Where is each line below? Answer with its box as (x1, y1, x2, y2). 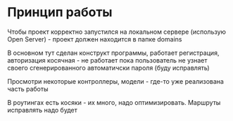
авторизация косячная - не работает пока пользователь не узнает (7, 56, 208, 64)
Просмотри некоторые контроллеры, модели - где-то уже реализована (7, 77, 224, 85)
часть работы (7, 84, 49, 93)
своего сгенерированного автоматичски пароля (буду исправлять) (7, 63, 210, 72)
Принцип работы (7, 4, 113, 20)
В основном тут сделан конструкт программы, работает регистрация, (7, 49, 220, 57)
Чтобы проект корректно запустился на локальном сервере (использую (7, 27, 227, 36)
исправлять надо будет (7, 106, 77, 114)
